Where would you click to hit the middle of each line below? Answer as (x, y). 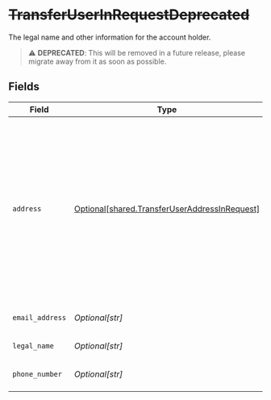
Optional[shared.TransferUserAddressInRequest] (167, 209)
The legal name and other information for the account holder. (110, 37)
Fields (24, 87)
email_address (40, 317)
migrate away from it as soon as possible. (97, 61)
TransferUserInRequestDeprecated (129, 15)
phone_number (38, 374)
